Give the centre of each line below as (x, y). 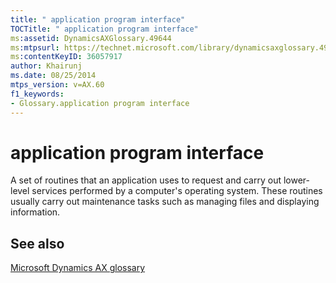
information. (35, 212)
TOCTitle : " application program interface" (104, 29)
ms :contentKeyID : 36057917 (66, 57)
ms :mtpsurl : (35, 47)
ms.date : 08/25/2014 (53, 76)
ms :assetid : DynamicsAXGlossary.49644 (91, 38)
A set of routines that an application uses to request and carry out (146, 180)
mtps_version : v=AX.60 (57, 85)
